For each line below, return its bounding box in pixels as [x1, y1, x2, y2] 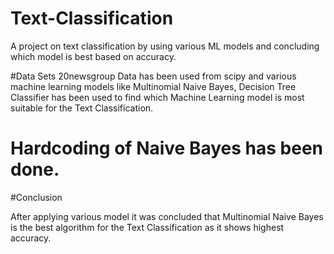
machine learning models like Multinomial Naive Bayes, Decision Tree [10, 80, 297, 92]
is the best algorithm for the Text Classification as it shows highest [10, 221, 285, 233]
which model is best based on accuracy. [10, 50, 177, 62]
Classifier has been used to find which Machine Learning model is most [10, 91, 305, 103]
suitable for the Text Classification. [10, 102, 154, 114]
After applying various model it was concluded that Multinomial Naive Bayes [10, 210, 324, 222]
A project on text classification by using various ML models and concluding [10, 40, 320, 52]
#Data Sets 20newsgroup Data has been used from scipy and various [10, 70, 297, 82]
